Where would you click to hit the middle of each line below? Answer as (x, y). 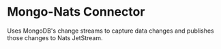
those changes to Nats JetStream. (55, 37)
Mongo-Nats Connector (76, 12)
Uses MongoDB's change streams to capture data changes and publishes (111, 31)
